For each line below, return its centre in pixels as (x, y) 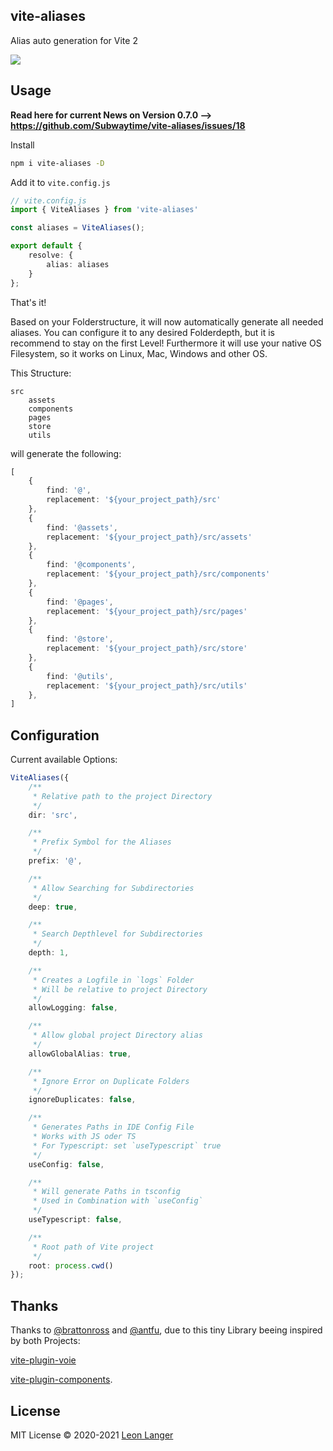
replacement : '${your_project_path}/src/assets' (149, 537)
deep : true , (53, 907)
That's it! (28, 302)
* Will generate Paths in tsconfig (107, 1192)
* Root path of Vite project (93, 1247)
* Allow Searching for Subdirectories (113, 888)
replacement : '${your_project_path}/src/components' (158, 574)
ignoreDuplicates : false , (82, 1100)
